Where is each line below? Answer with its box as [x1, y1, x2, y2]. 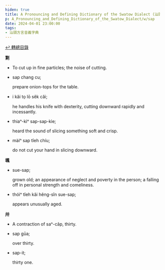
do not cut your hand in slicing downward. [12, 147, 98, 153]
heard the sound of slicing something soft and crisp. [12, 128, 118, 134]
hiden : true [5, 7, 29, 12]
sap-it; [12, 250, 26, 256]
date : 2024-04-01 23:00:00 [5, 21, 60, 26]
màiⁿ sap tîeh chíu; [12, 138, 50, 143]
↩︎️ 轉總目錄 [5, 44, 28, 50]
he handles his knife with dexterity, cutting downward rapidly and [12, 104, 145, 109]
